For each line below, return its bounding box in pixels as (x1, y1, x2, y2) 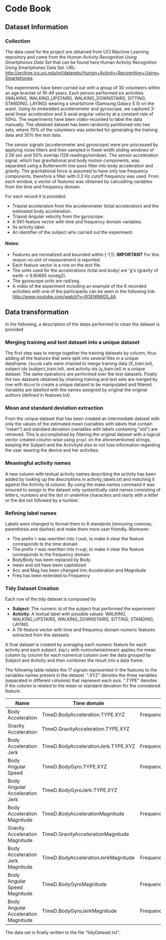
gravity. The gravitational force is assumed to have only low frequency (5, 168, 148, 174)
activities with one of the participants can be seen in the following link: (12, 288, 156, 295)
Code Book (5, 3, 51, 14)
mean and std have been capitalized (12, 562, 86, 568)
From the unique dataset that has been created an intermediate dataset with (5, 416, 160, 421)
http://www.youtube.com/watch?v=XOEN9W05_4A (12, 294, 116, 300)
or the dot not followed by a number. (5, 497, 80, 503)
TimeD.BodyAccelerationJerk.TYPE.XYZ (41, 743, 135, 750)
